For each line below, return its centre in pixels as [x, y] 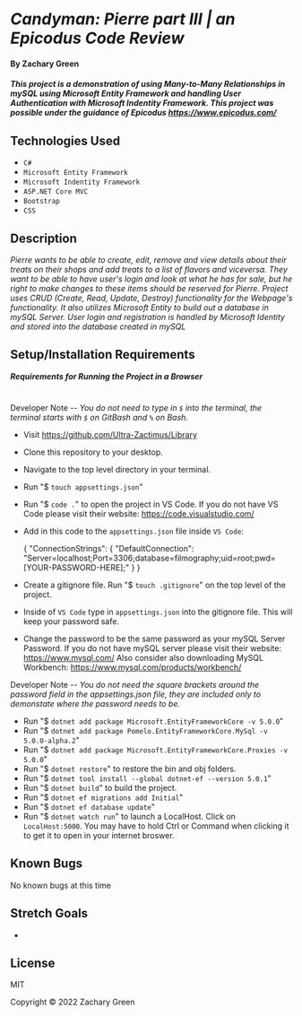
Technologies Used [65, 140]
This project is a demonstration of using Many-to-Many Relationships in [148, 84]
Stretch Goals [49, 913]
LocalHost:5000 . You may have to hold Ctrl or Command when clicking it [156, 826]
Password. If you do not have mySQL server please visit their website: [152, 648]
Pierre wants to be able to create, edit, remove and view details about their [149, 260]
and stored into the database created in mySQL [98, 326]
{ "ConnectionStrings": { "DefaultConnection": [108, 548]
